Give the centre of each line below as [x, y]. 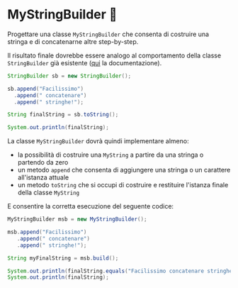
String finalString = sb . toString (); [63, 115]
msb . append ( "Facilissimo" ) [47, 232]
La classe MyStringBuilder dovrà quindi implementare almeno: [98, 141]
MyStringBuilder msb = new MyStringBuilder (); [77, 219]
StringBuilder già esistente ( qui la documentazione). [85, 62]
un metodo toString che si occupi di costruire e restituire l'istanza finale [123, 185]
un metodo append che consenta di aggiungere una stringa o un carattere [124, 170]
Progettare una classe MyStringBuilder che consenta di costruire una [108, 34]
